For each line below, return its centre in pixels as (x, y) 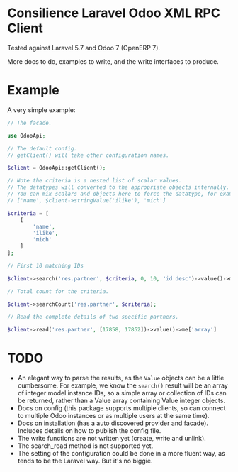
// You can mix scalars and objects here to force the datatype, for (112, 194)
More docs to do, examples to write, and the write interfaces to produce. (113, 61)
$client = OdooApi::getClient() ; (57, 168)
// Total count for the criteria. (58, 291)
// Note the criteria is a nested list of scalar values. (95, 181)
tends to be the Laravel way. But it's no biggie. (85, 461)
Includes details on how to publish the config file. (89, 431)
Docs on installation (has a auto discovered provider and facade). (113, 423)
